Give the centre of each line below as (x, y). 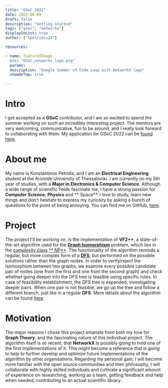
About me (26, 159)
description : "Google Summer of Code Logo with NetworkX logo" (77, 70)
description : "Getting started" (39, 24)
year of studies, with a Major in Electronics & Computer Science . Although (83, 184)
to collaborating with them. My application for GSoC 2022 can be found (79, 134)
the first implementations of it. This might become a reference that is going (82, 348)
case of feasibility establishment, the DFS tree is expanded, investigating (80, 282)
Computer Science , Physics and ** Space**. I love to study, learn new (78, 195)
